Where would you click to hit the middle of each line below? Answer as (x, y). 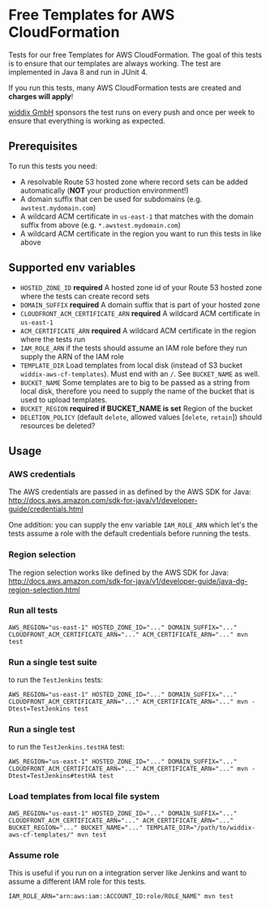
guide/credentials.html (46, 509)
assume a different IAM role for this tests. (77, 882)
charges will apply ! (41, 96)
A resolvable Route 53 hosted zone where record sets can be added (134, 181)
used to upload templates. (64, 399)
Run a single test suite (53, 662)
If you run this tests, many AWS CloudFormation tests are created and (125, 88)
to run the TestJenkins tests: (56, 680)
